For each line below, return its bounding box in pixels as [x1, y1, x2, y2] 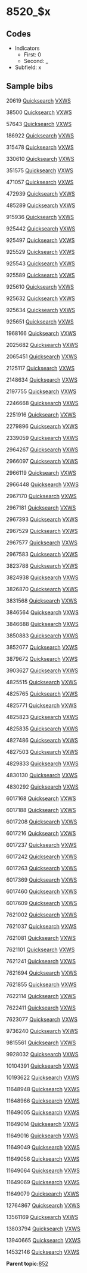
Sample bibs [6, 81, 54, 91]
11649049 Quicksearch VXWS [6, 1143, 80, 1151]
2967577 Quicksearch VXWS [6, 539, 77, 546]
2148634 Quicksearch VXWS [6, 376, 78, 383]
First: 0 [23, 51, 42, 58]
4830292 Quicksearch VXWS [6, 783, 79, 790]
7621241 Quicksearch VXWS [6, 957, 76, 965]
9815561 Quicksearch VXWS [6, 1039, 76, 1046]
